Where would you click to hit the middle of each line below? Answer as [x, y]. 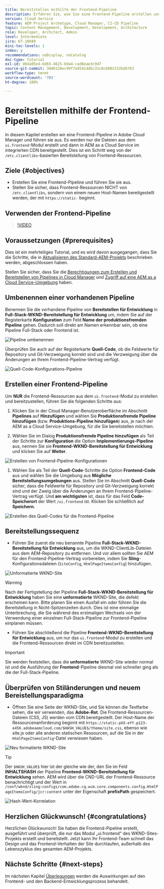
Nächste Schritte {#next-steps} [54, 864]
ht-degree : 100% [21, 82]
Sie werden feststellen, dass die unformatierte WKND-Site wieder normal [79, 662]
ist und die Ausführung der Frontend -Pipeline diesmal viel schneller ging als [82, 667]
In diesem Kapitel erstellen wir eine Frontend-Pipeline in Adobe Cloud [75, 134]
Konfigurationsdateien [34, 564]
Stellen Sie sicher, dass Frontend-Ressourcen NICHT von [70, 187]
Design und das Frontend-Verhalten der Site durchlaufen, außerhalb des [78, 844]
